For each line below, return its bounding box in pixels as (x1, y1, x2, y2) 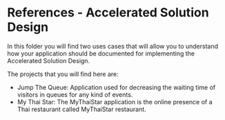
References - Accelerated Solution (7, 5, 209, 21)
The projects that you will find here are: (7, 70, 119, 78)
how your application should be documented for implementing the (7, 49, 195, 58)
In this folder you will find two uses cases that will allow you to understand (7, 42, 219, 50)
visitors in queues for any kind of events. (17, 91, 133, 99)
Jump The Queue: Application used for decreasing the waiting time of (17, 83, 216, 91)
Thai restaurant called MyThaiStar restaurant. (17, 105, 146, 113)
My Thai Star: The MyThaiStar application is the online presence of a (17, 97, 213, 106)
